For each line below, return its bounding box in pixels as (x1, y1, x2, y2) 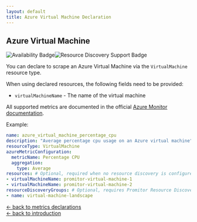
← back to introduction (6, 210, 62, 217)
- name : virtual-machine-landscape (6, 193, 93, 198)
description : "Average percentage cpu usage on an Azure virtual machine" (6, 138, 193, 144)
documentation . (6, 110, 45, 117)
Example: (6, 121, 29, 128)
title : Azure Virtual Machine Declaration (6, 14, 111, 20)
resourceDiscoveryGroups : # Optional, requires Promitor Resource (6, 187, 172, 193)
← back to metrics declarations (6, 203, 81, 210)
